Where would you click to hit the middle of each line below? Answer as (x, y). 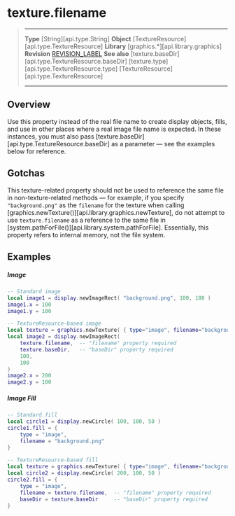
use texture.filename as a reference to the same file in (87, 220)
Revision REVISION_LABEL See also (77, 53)
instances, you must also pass (51, 136)
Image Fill (22, 398)
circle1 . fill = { (33, 428)
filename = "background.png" (62, 441)
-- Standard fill (33, 415)
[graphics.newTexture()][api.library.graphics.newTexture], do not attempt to (116, 212)
